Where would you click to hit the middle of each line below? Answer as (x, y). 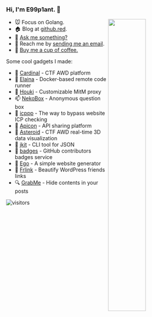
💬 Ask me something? (41, 37)
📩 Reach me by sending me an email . (60, 44)
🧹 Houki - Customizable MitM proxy (58, 92)
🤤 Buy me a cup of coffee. (46, 50)
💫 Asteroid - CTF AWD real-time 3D (58, 132)
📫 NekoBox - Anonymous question (58, 98)
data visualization (36, 138)
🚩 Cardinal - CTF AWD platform (53, 73)
